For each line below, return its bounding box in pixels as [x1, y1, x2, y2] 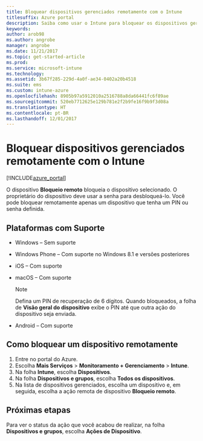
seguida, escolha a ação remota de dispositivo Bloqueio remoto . [14, 387, 176, 394]
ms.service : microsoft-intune [6, 65, 83, 71]
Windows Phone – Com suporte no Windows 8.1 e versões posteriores [14, 251, 190, 257]
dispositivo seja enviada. [14, 311, 77, 317]
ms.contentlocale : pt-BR [6, 110, 69, 116]
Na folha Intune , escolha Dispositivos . [14, 368, 112, 375]
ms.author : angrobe [6, 37, 56, 43]
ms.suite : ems [6, 82, 42, 88]
